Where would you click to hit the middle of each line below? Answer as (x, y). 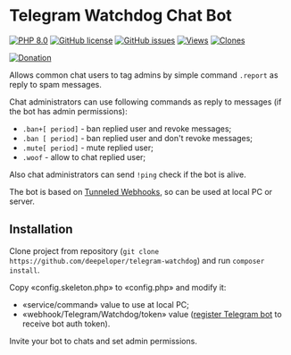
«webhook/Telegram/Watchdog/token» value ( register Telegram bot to (152, 314)
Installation (41, 229)
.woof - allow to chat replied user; (84, 156)
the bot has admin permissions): (68, 111)
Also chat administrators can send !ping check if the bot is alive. (128, 174)
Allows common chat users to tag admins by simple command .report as (144, 75)
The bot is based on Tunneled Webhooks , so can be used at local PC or (141, 191)
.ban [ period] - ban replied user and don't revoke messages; (137, 138)
